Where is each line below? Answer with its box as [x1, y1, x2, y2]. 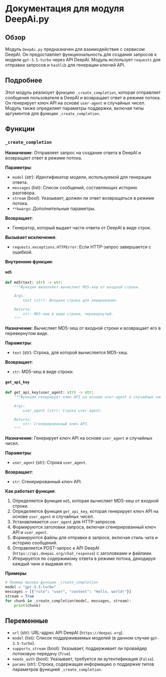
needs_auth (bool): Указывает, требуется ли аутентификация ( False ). [12, 656, 155, 662]
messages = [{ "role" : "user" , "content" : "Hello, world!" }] [5, 589, 132, 594]
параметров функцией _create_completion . [12, 667, 102, 673]
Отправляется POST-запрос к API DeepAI [12, 545, 100, 551]
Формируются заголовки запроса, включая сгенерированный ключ [12, 524, 156, 530]
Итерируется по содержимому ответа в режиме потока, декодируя [12, 555, 156, 561]
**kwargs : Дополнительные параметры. [12, 206, 96, 212]
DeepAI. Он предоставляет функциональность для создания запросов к [5, 51, 157, 57]
